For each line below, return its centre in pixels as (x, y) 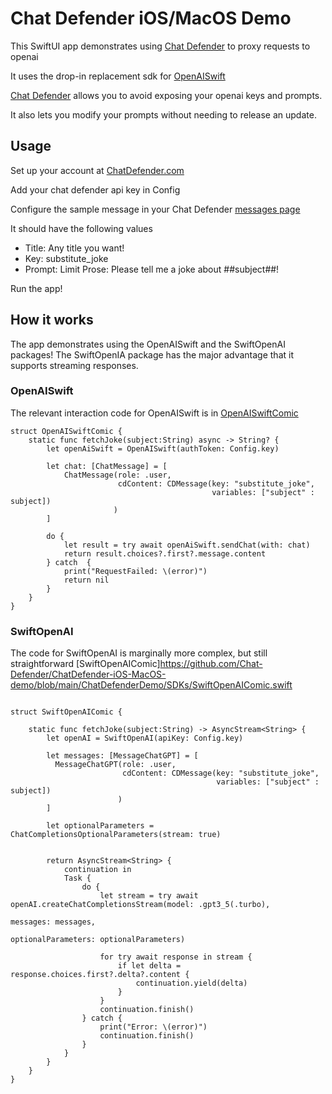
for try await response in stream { (176, 957)
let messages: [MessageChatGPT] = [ (122, 756)
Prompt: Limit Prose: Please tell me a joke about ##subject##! (152, 269)
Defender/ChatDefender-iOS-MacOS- (88, 674)
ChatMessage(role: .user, (117, 475)
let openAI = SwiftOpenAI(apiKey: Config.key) (145, 738)
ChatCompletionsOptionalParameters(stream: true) (116, 835)
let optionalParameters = (100, 826)
